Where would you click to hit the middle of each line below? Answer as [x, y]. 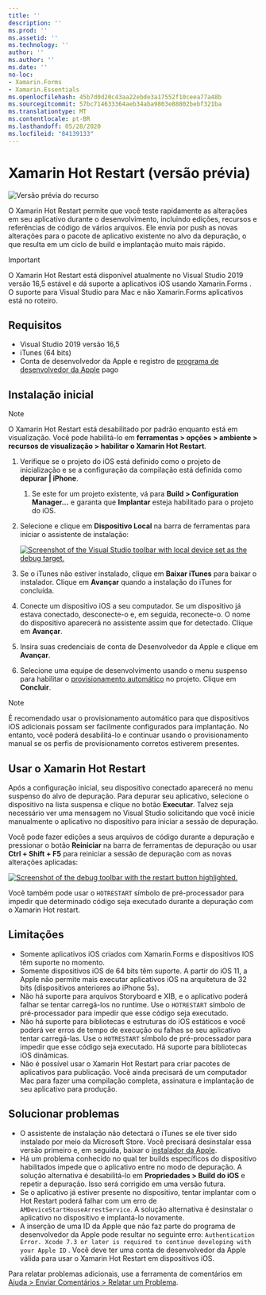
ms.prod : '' [28, 30]
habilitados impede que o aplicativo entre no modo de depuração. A [131, 1167]
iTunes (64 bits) [45, 353]
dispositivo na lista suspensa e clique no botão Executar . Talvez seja [121, 804]
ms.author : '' [32, 60]
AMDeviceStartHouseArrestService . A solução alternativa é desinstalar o [136, 1209]
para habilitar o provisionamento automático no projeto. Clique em [128, 679]
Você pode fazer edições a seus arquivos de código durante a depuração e [131, 837]
